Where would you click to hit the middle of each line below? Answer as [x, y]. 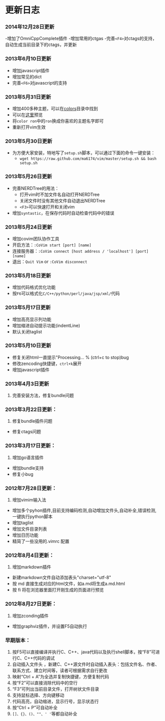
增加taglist [23, 523]
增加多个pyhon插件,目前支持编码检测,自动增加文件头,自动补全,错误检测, [84, 510]
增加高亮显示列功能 [32, 319]
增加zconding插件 [30, 616]
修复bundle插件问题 [32, 421]
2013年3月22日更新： [31, 409]
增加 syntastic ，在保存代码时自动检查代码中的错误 [63, 213]
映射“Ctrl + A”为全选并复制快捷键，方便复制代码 [61, 676]
